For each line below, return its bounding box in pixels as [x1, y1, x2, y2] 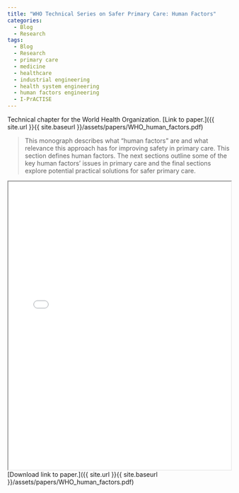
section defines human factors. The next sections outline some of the [24, 151, 228, 160]
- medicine [13, 63, 46, 70]
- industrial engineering [13, 76, 91, 83]
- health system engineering [13, 83, 100, 90]
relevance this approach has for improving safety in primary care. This [24, 144, 230, 152]
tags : [7, 37, 23, 44]
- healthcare [13, 69, 52, 76]
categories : [7, 17, 42, 24]
